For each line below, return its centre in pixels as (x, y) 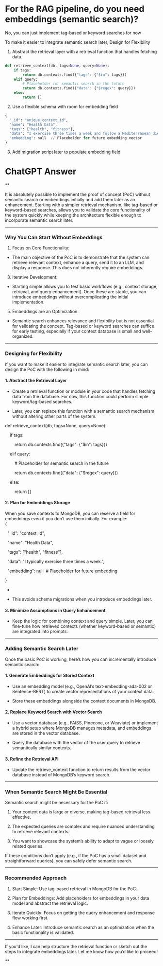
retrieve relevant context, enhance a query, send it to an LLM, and (78, 263)
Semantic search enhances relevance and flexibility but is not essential (83, 321)
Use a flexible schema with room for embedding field (65, 106)
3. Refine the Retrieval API (32, 759)
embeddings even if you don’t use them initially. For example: (66, 518)
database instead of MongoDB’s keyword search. (61, 775)
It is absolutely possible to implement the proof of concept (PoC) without (78, 194)
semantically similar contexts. (41, 748)
